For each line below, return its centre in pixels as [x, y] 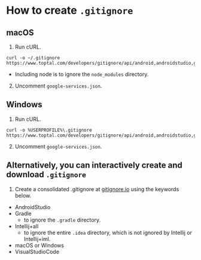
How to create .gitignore [70, 10]
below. [23, 195]
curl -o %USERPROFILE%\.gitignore [49, 130]
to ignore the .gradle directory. [62, 220]
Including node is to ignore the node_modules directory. [82, 74]
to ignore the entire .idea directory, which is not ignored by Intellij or [108, 232]
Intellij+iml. [37, 239]
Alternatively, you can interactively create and [94, 165]
